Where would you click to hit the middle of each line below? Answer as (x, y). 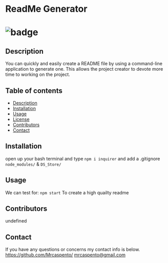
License (21, 119)
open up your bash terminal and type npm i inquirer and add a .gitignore (83, 158)
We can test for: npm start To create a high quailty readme (67, 192)
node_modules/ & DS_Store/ (33, 164)
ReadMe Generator (46, 9)
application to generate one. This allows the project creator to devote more (84, 69)
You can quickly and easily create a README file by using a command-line (84, 64)
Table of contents (34, 90)
